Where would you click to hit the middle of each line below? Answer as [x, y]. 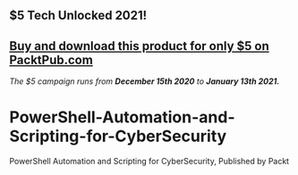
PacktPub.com [51, 59]
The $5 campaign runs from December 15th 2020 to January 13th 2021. [145, 81]
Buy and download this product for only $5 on [140, 46]
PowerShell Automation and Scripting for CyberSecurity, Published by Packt [149, 162]
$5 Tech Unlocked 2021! [78, 16]
